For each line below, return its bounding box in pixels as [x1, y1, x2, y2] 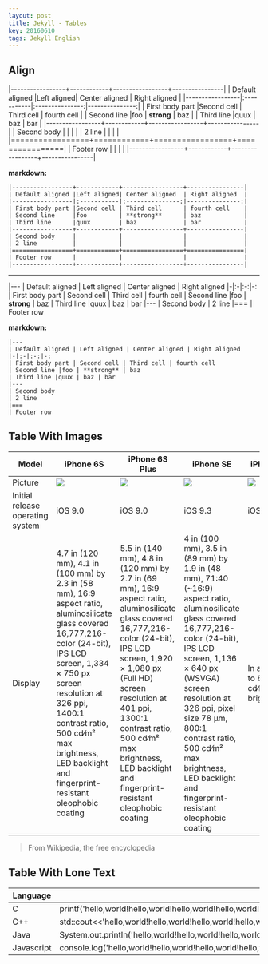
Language [12, 890, 52, 901]
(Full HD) [120, 672, 154, 684]
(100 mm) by [56, 568, 106, 579]
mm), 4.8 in [120, 553, 164, 564]
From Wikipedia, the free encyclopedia [27, 843, 156, 852]
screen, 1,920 [120, 653, 173, 664]
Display [12, 677, 41, 688]
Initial [12, 490, 33, 501]
